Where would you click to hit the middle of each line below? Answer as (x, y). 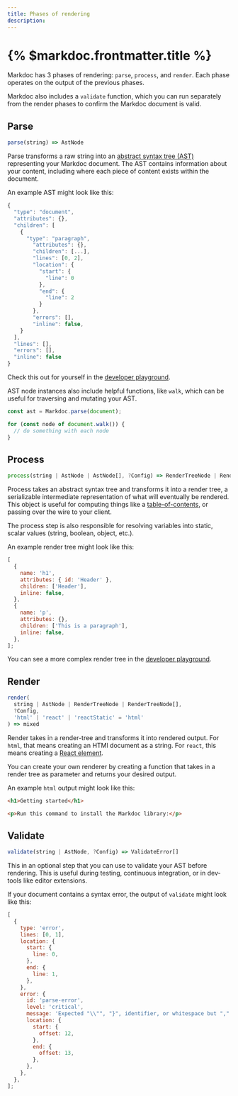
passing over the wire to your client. (59, 512)
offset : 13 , (56, 1053)
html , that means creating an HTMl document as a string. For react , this (112, 745)
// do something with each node (62, 431)
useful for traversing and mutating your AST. (72, 398)
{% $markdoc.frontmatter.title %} (110, 56)
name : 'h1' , (38, 573)
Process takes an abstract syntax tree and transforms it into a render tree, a (118, 489)
